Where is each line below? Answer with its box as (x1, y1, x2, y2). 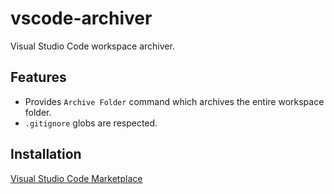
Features (10, 69, 67, 86)
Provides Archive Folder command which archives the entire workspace (24, 95, 325, 107)
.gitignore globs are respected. (24, 117, 158, 129)
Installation (10, 146, 82, 163)
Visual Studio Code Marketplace (10, 172, 143, 184)
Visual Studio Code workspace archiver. (10, 40, 175, 52)
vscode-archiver (10, 7, 153, 30)
